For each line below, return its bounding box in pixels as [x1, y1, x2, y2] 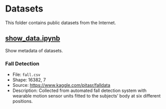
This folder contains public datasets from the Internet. [5, 20, 116, 26]
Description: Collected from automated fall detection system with [12, 87, 146, 93]
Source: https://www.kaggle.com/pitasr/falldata [12, 82, 110, 88]
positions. [12, 98, 33, 104]
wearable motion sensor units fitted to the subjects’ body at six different [12, 93, 161, 99]
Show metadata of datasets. [5, 47, 63, 53]
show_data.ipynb [5, 34, 60, 43]
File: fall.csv [12, 71, 41, 78]
